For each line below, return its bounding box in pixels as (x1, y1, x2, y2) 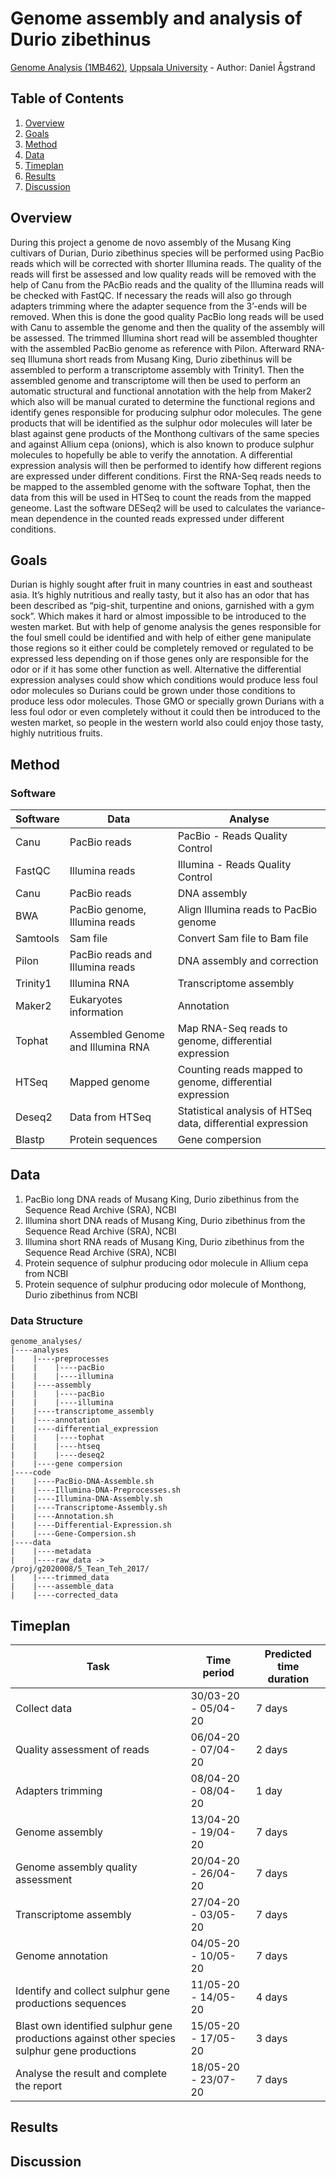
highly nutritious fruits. (10, 727, 103, 739)
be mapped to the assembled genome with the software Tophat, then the (10, 480, 312, 492)
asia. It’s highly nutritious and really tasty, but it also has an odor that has (10, 589, 310, 601)
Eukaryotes (69, 993, 123, 1007)
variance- (285, 502, 326, 514)
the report (15, 2078, 63, 2092)
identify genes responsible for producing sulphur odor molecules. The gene (10, 406, 322, 418)
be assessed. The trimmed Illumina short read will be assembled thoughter (10, 332, 318, 344)
